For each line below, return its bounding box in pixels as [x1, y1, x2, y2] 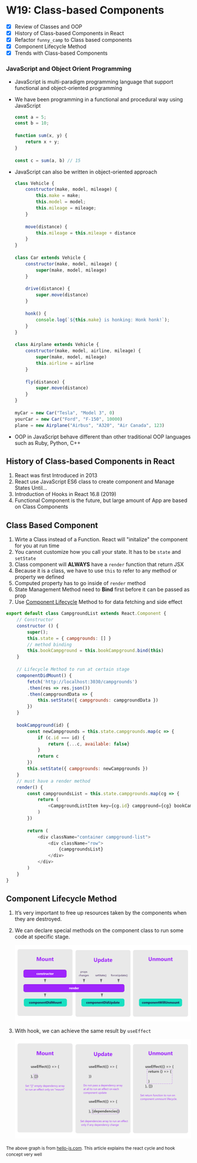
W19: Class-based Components [6, 4, 164, 17]
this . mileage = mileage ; [36, 205, 97, 211]
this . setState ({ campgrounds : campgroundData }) [37, 697, 159, 703]
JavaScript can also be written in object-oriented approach [14, 168, 157, 175]
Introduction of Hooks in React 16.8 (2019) [14, 491, 117, 498]
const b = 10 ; [14, 120, 49, 127]
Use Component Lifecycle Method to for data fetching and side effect [14, 599, 183, 606]
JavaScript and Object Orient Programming [6, 65, 132, 73]
